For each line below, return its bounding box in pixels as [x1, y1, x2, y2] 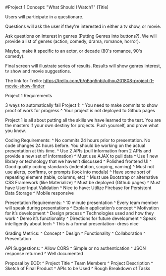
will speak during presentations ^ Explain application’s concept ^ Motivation [5, 205, 159, 210]
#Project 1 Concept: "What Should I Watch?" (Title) [5, 4, 109, 10]
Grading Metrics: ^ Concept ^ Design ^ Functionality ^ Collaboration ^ [5, 230, 146, 236]
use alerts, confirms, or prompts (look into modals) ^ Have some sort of [5, 169, 151, 175]
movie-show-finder [5, 83, 45, 89]
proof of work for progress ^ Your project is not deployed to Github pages [5, 108, 155, 113]
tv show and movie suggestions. [5, 68, 71, 74]
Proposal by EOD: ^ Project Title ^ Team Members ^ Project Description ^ [5, 260, 154, 266]
